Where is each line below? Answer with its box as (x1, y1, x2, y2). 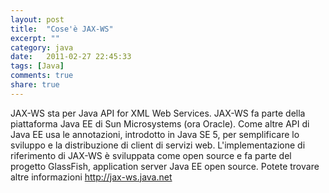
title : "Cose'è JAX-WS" (10, 24, 114, 34)
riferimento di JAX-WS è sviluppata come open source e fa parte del (10, 149, 292, 161)
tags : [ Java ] (10, 61, 65, 71)
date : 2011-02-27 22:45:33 (10, 52, 132, 62)
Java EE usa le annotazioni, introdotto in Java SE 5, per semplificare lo (10, 128, 300, 140)
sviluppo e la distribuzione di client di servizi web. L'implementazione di (10, 139, 306, 151)
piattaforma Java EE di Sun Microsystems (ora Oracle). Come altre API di (10, 117, 310, 130)
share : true (10, 80, 60, 90)
